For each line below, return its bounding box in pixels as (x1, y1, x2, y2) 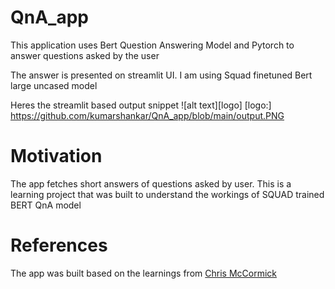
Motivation (10, 145, 103, 168)
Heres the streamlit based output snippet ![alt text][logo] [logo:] (10, 99, 272, 111)
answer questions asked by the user (10, 49, 160, 61)
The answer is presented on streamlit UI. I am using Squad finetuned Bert (10, 69, 313, 81)
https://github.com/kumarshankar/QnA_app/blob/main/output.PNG (10, 109, 285, 121)
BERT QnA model (10, 199, 82, 211)
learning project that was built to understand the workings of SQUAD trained (10, 188, 325, 200)
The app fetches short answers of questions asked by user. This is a (10, 177, 292, 190)
